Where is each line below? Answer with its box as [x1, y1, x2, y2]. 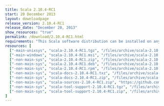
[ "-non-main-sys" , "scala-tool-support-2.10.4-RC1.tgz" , [9, 84, 128, 89]
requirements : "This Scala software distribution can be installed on [5, 39, 152, 44]
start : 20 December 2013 [5, 12, 56, 17]
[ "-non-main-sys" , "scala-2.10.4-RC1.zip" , [9, 57, 99, 62]
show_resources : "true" [5, 30, 54, 35]
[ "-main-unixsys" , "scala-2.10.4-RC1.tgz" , [9, 48, 99, 53]
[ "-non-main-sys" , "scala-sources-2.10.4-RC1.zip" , [9, 80, 117, 85]
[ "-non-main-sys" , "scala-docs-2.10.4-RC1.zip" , [9, 75, 110, 80]
